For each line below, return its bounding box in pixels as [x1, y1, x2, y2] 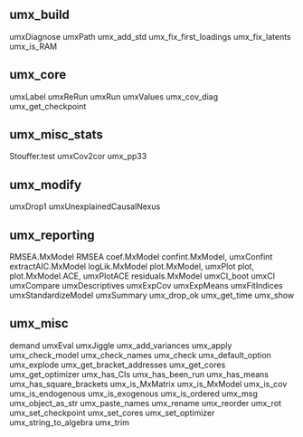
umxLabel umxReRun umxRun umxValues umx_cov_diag [9, 90, 219, 102]
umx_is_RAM [9, 41, 57, 52]
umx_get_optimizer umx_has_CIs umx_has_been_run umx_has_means [9, 368, 270, 379]
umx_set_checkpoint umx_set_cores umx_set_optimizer [9, 407, 215, 418]
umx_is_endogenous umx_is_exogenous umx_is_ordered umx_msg [9, 388, 258, 399]
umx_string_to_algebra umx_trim [9, 416, 129, 428]
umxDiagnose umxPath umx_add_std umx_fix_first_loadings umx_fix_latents [9, 31, 291, 42]
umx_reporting [9, 227, 95, 242]
